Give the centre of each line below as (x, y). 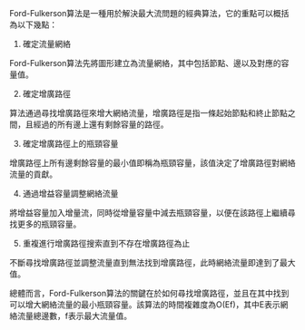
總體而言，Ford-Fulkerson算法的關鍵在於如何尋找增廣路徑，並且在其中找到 (149, 293)
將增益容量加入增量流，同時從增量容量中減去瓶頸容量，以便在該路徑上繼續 (148, 213)
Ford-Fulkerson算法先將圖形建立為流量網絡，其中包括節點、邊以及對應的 (145, 63)
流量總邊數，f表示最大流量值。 (74, 316)
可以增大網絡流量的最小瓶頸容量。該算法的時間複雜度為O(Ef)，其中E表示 (145, 305)
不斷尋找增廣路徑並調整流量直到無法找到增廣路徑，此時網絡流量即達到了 (144, 262)
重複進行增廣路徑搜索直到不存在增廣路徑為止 (106, 243)
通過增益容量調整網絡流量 (70, 194)
